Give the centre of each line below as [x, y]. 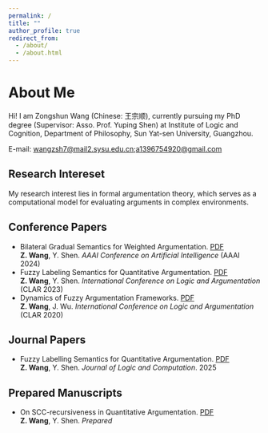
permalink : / [30, 16]
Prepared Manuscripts [65, 393]
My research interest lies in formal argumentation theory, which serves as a [133, 193]
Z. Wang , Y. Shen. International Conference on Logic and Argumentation [140, 281]
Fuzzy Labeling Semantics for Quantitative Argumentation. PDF [124, 272]
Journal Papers [47, 340]
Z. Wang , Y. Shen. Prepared [66, 421]
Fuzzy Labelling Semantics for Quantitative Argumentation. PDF [124, 359]
